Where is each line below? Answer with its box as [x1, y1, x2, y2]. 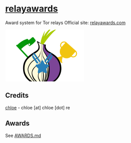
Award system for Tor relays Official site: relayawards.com [5, 20, 126, 26]
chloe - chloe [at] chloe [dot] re [5, 104, 70, 110]
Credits [5, 91, 29, 100]
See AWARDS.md [5, 132, 41, 138]
